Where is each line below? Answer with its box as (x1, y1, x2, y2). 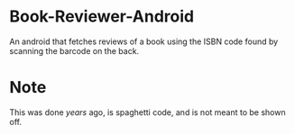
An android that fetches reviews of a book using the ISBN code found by (9, 36, 279, 47)
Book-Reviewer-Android (9, 6, 195, 27)
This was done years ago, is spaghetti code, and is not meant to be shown (9, 106, 286, 118)
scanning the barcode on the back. (9, 45, 140, 56)
